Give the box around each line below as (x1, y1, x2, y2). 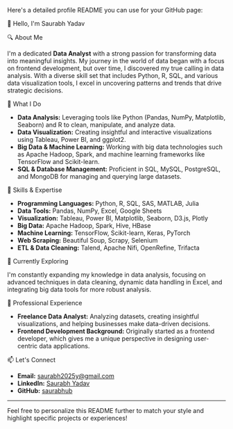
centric (17, 342, 38, 350)
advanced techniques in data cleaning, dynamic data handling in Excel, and (7, 278, 223, 286)
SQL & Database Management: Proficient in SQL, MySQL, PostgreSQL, (17, 165, 221, 173)
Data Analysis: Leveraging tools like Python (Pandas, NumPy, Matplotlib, (17, 113, 226, 121)
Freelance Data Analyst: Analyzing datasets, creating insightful (17, 312, 200, 321)
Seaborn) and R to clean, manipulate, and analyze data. (17, 121, 175, 129)
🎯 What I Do (7, 100, 42, 108)
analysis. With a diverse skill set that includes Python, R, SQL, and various (7, 72, 218, 79)
